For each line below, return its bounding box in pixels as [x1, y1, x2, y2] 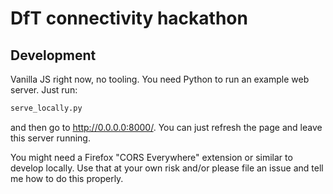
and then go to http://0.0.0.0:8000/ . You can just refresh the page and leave [10, 121, 323, 133]
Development [10, 47, 97, 64]
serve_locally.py [10, 103, 83, 113]
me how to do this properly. [10, 172, 124, 184]
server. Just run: [10, 84, 78, 96]
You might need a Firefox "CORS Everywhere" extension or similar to [10, 151, 293, 163]
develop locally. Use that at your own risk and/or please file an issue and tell [10, 162, 324, 174]
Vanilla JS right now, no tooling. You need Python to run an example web [10, 73, 310, 85]
